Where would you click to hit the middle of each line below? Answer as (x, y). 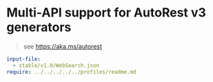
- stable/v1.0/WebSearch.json (56, 65)
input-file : (23, 59)
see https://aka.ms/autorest (63, 46)
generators (39, 27)
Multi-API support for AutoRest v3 (106, 13)
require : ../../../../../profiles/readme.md (71, 72)
